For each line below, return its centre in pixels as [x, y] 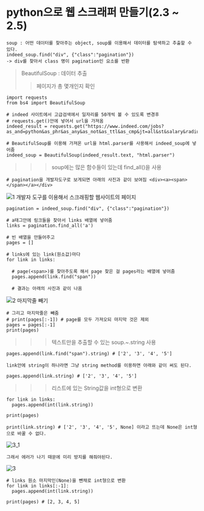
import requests [27, 98]
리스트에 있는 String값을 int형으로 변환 [97, 388]
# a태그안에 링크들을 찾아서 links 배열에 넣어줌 [59, 220]
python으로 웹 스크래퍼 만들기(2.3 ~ [93, 12]
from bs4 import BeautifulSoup [46, 103]
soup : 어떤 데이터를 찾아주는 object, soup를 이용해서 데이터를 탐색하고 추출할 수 [99, 43]
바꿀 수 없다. [32, 433]
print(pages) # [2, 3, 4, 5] [43, 502]
